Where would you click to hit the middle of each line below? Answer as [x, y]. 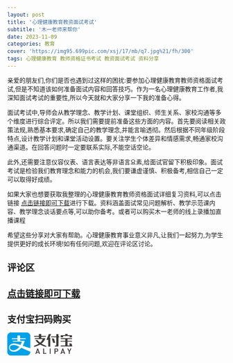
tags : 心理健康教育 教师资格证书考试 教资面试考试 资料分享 [83, 59]
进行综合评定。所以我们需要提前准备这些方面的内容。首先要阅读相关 [122, 121]
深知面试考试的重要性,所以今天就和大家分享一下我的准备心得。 [96, 97]
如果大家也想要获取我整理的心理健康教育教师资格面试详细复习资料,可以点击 [114, 194]
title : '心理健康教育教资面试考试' [52, 22]
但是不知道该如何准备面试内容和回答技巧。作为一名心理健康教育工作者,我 [119, 89]
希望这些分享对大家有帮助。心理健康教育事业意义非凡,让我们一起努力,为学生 [115, 235]
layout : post [26, 15]
